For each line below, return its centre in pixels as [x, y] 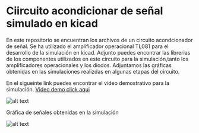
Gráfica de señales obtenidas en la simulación [62, 112]
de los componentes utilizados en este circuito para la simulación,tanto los [97, 59]
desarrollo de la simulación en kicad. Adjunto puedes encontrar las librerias [98, 52]
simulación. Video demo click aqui [48, 89]
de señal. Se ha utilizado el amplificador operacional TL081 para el [87, 46]
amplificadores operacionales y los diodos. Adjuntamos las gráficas [89, 65]
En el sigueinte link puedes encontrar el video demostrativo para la [88, 83]
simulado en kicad [52, 23]
